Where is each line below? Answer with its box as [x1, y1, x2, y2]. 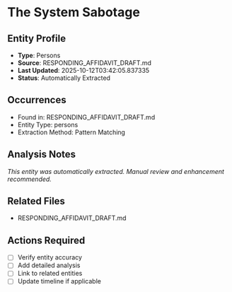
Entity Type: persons [17, 120, 79, 129]
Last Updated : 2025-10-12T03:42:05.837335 [17, 66, 150, 74]
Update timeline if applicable [17, 277, 101, 286]
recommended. [7, 175, 52, 183]
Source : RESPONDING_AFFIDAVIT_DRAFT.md [17, 59, 152, 67]
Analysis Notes [7, 148, 76, 160]
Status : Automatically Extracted [17, 74, 111, 82]
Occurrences [7, 94, 66, 106]
